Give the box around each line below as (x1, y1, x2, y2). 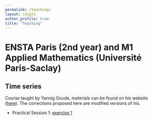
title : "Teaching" (5, 21, 42, 26)
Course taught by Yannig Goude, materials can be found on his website (5, 95, 148, 101)
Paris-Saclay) (5, 63, 61, 74)
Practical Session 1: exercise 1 (12, 110, 72, 116)
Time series (5, 82, 42, 91)
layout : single (5, 12, 36, 17)
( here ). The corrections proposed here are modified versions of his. (5, 100, 141, 106)
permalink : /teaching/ (5, 7, 51, 12)
